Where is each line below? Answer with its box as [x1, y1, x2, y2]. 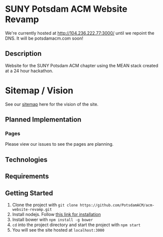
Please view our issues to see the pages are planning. [5, 141, 114, 147]
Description [5, 50, 42, 58]
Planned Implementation [5, 115, 82, 124]
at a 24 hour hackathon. [5, 68, 53, 74]
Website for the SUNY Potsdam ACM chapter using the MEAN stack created [5, 62, 159, 68]
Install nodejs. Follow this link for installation [12, 211, 101, 217]
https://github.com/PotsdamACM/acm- [80, 203, 155, 208]
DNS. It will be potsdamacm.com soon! [5, 35, 84, 41]
